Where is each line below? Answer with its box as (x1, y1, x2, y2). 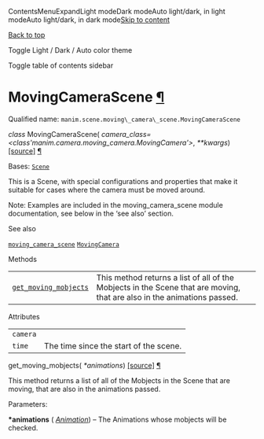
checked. (8, 422, 38, 432)
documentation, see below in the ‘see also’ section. (8, 208, 174, 218)
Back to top (8, 31, 46, 39)
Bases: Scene (8, 161, 49, 171)
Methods (8, 254, 38, 264)
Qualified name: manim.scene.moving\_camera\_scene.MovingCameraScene (8, 114, 241, 124)
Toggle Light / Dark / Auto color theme (8, 46, 133, 54)
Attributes (8, 312, 41, 321)
